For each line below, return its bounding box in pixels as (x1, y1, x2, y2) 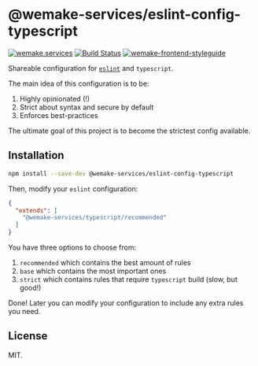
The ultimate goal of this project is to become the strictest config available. (8, 126, 251, 135)
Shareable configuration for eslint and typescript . (8, 63, 174, 72)
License (8, 329, 48, 343)
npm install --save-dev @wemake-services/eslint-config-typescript (8, 169, 234, 178)
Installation (8, 149, 64, 162)
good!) (19, 283, 42, 292)
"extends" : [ (15, 206, 58, 214)
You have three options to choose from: (8, 242, 136, 252)
